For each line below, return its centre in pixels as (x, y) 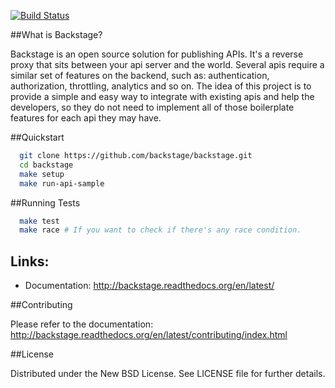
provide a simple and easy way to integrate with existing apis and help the (162, 96)
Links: (30, 261)
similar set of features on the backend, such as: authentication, (140, 75)
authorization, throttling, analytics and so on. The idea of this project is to (161, 86)
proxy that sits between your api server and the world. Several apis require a (167, 64)
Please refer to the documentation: (82, 324)
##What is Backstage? (56, 34)
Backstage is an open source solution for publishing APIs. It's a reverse (157, 54)
